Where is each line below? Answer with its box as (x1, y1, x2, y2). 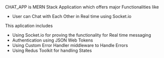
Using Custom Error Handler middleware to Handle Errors (12, 43, 128, 48)
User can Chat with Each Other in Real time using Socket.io (12, 14, 132, 19)
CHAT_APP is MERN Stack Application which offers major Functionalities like (5, 4, 159, 10)
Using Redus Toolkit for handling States (12, 48, 92, 53)
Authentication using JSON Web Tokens (12, 37, 93, 43)
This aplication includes (5, 23, 53, 29)
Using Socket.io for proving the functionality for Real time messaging (12, 32, 151, 38)
